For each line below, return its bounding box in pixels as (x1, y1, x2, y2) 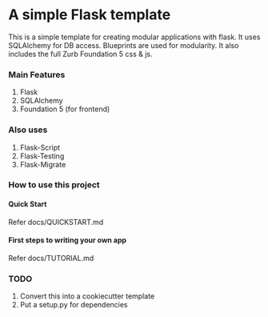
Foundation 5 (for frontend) (19, 104, 110, 114)
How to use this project (8, 179, 100, 191)
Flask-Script (19, 142, 61, 152)
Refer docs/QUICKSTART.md (8, 217, 104, 227)
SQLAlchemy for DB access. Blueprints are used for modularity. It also (8, 40, 239, 50)
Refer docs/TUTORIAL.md (8, 253, 94, 263)
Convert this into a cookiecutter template (19, 291, 155, 301)
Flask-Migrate (19, 159, 66, 169)
